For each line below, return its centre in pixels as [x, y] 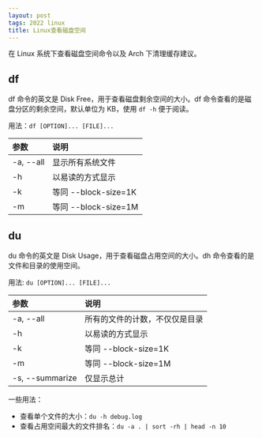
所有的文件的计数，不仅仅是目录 [144, 319]
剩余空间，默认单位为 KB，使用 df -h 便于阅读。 [114, 109]
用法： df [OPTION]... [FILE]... [61, 126]
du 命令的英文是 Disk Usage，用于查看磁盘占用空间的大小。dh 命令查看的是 [131, 255]
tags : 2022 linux [37, 23]
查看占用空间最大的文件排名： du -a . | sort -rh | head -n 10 [123, 426]
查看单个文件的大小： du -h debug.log [81, 416]
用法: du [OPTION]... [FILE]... [60, 282]
